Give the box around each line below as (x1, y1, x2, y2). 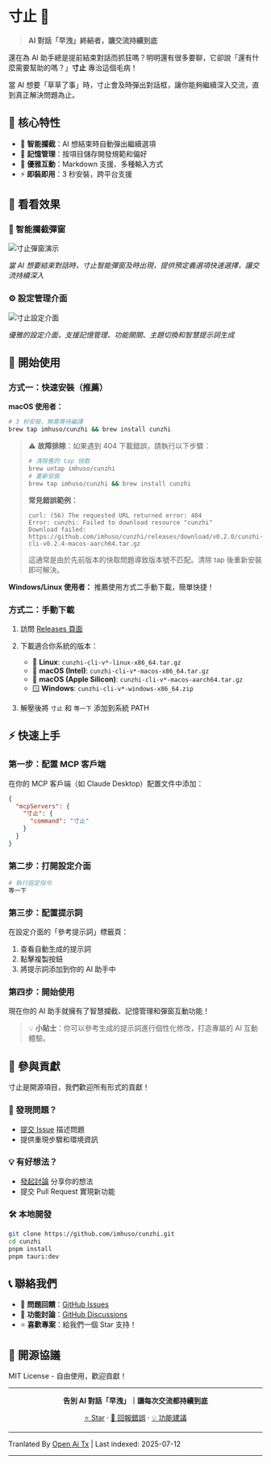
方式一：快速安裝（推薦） (8, 382, 108, 394)
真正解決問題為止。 (15, 90, 79, 99)
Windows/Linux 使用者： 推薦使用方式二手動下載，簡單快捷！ (8, 582, 215, 591)
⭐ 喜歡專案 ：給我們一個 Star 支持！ (19, 1320, 137, 1329)
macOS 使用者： (8, 402, 64, 411)
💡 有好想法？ (8, 1157, 58, 1168)
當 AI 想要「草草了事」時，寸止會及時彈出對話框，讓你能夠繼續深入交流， (8, 80, 252, 90)
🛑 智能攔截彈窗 (8, 223, 66, 235)
